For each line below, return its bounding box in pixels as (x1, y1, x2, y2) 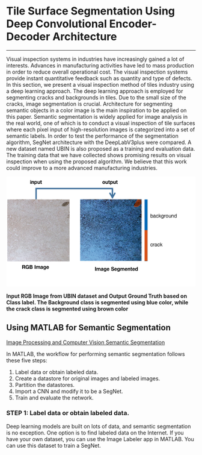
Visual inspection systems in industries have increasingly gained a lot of (6, 55, 185, 63)
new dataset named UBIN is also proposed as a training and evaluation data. (6, 145, 195, 152)
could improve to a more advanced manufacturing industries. (6, 164, 158, 171)
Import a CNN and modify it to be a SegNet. (14, 388, 123, 395)
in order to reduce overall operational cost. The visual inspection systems (6, 68, 188, 75)
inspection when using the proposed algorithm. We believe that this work (6, 158, 188, 165)
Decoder (6, 30, 50, 43)
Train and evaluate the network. (14, 394, 94, 401)
